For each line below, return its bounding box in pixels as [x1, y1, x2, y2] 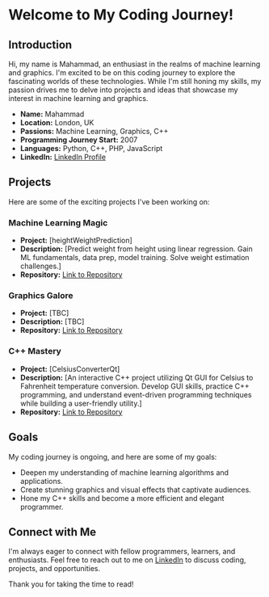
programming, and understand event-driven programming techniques [19, 389, 252, 399]
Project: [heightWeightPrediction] [19, 236, 133, 246]
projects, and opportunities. [8, 564, 101, 574]
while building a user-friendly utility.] [19, 398, 143, 408]
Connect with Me [8, 525, 97, 539]
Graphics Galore [8, 290, 74, 301]
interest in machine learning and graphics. [8, 94, 149, 103]
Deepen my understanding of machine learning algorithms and [19, 467, 229, 477]
